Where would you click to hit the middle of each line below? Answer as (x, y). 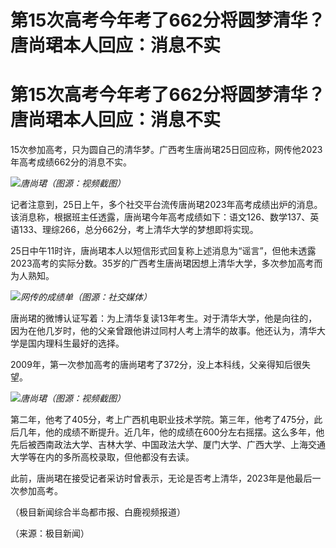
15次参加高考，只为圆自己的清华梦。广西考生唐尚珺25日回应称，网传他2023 (166, 150)
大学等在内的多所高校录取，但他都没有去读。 (102, 457)
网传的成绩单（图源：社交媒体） (86, 297)
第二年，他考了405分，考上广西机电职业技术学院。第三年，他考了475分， (162, 420)
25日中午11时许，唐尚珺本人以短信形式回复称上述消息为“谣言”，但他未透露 (163, 251)
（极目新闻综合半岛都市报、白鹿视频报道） (98, 512)
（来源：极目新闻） (50, 533)
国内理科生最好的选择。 (76, 343)
